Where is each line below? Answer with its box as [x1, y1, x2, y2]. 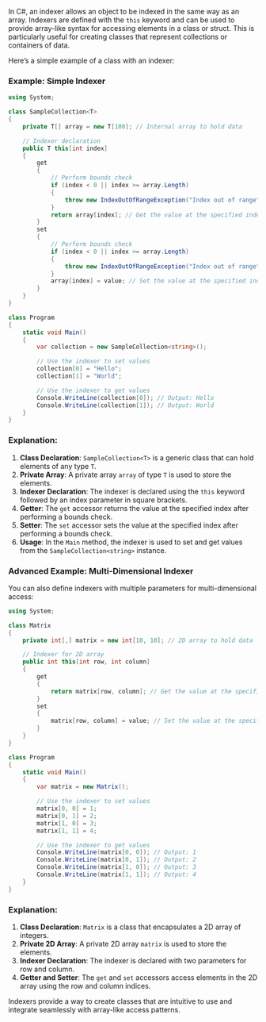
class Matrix [8, 621, 51, 629]
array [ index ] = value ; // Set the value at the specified [50, 277, 246, 285]
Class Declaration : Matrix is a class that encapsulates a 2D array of [19, 922, 241, 932]
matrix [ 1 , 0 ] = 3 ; [36, 819, 97, 828]
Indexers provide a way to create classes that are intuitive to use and [8, 996, 233, 1006]
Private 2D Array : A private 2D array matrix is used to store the [19, 939, 227, 948]
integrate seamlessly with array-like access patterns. [8, 1005, 180, 1014]
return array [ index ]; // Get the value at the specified [50, 210, 243, 219]
